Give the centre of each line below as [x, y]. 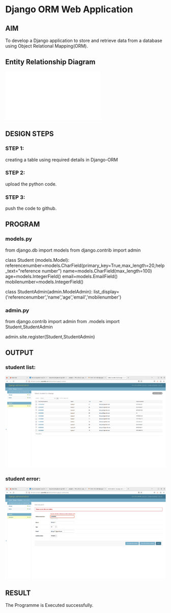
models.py [19, 239]
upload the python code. [31, 184]
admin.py [17, 310]
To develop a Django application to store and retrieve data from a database [84, 40]
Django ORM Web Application [69, 9]
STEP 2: [15, 173]
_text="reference [23, 271]
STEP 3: [15, 197]
